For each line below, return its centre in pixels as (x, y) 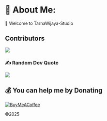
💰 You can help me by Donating (54, 91)
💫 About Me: (31, 10)
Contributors (25, 38)
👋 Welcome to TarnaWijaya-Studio (39, 23)
